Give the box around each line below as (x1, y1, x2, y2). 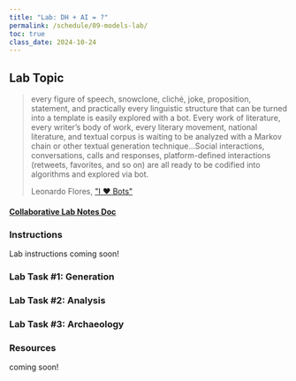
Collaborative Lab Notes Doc (9, 206, 117, 217)
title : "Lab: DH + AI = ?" (9, 12, 109, 22)
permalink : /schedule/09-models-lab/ (9, 21, 148, 30)
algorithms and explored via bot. (30, 169, 149, 179)
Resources (9, 341, 57, 354)
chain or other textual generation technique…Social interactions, (30, 141, 265, 151)
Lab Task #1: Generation (9, 271, 115, 283)
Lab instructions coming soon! (9, 248, 119, 259)
